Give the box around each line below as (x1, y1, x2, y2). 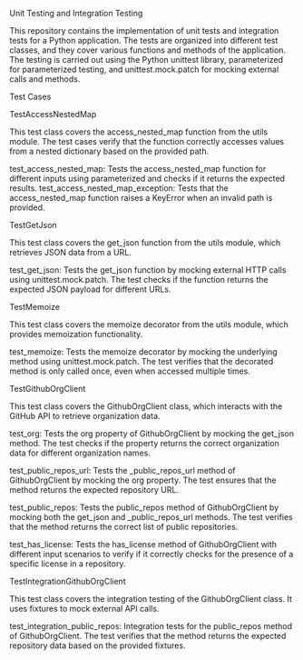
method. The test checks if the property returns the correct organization (9, 438, 279, 448)
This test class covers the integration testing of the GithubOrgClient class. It (9, 594, 293, 604)
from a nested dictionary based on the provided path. (9, 145, 210, 156)
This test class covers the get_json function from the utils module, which (9, 237, 281, 248)
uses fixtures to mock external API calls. (9, 604, 160, 614)
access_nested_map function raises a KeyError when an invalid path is (9, 193, 273, 203)
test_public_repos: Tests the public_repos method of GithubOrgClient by (9, 502, 279, 513)
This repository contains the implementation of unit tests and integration (9, 25, 279, 35)
